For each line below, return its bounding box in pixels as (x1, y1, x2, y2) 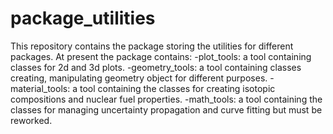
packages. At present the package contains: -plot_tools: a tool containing (10, 50, 312, 62)
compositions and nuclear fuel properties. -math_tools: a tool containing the (10, 93, 323, 105)
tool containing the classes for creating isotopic (79, 82, 276, 94)
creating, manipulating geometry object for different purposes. (10, 72, 268, 84)
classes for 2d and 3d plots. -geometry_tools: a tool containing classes (10, 61, 302, 73)
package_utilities (10, 7, 156, 30)
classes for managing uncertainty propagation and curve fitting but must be (10, 103, 323, 116)
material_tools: (10, 82, 71, 94)
